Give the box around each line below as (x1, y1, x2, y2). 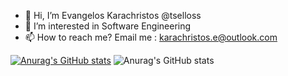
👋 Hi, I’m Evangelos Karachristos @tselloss (24, 10, 202, 21)
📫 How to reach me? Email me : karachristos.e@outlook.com (24, 31, 278, 43)
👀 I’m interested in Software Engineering (24, 20, 192, 32)
